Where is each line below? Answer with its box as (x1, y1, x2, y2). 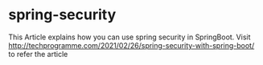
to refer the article (8, 49, 68, 59)
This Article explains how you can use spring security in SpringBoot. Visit (8, 32, 251, 42)
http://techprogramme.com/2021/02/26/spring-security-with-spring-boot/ (8, 40, 255, 50)
